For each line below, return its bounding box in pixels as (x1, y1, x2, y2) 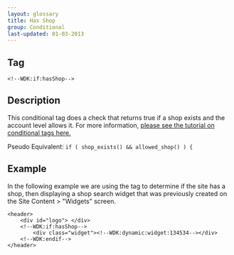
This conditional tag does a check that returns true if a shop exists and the (7, 113, 225, 121)
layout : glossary (7, 10, 59, 18)
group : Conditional (7, 23, 65, 31)
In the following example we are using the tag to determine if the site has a (7, 182, 226, 190)
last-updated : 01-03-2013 (7, 30, 84, 38)
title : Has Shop (7, 17, 55, 24)
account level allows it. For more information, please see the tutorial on (7, 121, 215, 129)
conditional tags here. (7, 129, 71, 137)
